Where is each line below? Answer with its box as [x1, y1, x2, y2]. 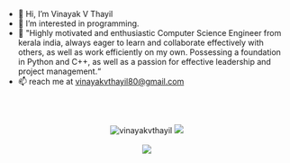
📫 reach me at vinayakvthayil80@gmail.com [17, 77, 185, 86]
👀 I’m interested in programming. [17, 18, 140, 29]
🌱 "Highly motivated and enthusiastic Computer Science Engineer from [17, 28, 282, 38]
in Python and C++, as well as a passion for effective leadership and [17, 57, 272, 67]
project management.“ [17, 66, 102, 77]
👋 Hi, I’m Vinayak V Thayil [17, 9, 113, 19]
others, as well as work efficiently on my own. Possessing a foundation [17, 47, 282, 58]
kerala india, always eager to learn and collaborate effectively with [17, 37, 264, 48]
